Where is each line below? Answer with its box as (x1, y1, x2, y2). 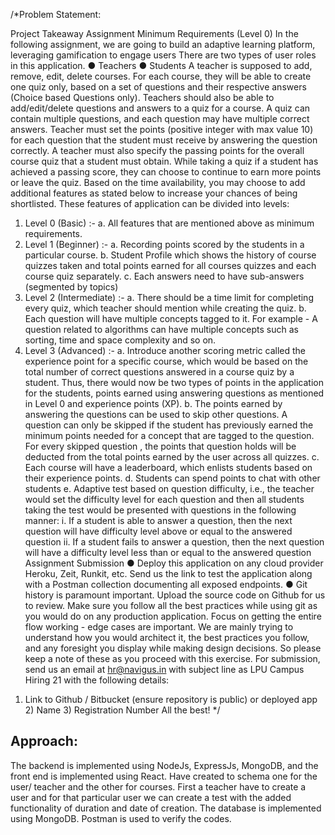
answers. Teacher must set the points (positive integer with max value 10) (10, 124, 314, 135)
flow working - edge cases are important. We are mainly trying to (24, 621, 294, 633)
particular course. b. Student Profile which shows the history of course (24, 249, 317, 261)
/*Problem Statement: (10, 9, 102, 20)
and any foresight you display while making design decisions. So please (24, 642, 322, 654)
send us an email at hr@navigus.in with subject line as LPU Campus (24, 664, 305, 675)
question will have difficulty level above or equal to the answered (24, 525, 293, 537)
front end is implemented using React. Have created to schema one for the (10, 770, 318, 782)
